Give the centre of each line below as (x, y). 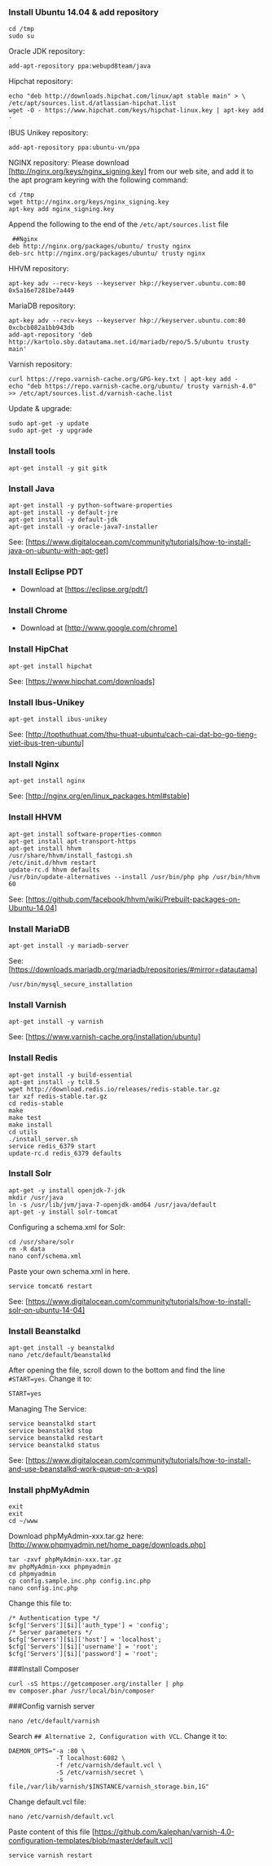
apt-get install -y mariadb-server (69, 946)
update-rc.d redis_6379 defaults (65, 1153)
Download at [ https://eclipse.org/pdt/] (84, 590)
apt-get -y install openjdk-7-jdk (67, 1190)
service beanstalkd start (52, 1424)
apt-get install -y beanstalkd (61, 1348)
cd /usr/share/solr (42, 1242)
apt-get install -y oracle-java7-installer (83, 527)
